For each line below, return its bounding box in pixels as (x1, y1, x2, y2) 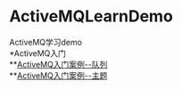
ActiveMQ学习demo (9, 36, 83, 47)
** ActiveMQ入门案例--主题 (9, 69, 108, 81)
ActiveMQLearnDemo (9, 6, 174, 27)
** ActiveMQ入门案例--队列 (9, 59, 108, 69)
